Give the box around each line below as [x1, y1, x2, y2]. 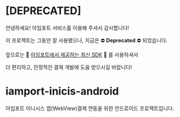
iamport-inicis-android [5, 85, 119, 98]
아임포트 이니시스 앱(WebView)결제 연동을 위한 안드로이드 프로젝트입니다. [5, 105, 175, 112]
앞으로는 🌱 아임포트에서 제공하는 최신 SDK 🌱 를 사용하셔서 [5, 51, 138, 58]
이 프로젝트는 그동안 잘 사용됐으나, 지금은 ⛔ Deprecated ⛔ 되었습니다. [5, 36, 168, 44]
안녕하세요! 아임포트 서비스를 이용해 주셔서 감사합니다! [5, 24, 130, 31]
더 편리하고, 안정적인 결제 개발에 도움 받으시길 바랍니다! [5, 63, 133, 71]
